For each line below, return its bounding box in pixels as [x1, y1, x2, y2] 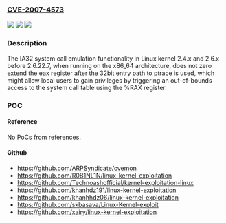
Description [7, 39, 47, 48]
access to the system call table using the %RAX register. [7, 83, 167, 92]
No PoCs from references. [7, 133, 81, 141]
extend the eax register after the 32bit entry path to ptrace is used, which [7, 69, 215, 77]
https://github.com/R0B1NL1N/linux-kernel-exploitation [16, 171, 172, 180]
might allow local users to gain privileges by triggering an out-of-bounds [7, 76, 212, 84]
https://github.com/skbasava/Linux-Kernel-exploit [16, 200, 159, 209]
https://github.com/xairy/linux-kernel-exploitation [16, 208, 157, 216]
